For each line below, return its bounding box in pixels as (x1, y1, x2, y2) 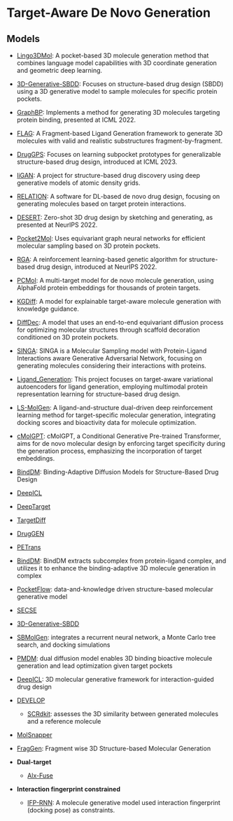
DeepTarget (16, 503, 50, 510)
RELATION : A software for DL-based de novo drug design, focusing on (16, 192, 220, 200)
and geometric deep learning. (16, 66, 103, 74)
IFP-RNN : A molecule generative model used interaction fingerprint (27, 799, 221, 806)
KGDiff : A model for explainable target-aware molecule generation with (16, 297, 221, 305)
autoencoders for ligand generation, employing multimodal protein (16, 383, 208, 391)
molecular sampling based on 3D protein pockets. (16, 241, 160, 250)
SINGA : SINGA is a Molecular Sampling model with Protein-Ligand (16, 346, 207, 355)
